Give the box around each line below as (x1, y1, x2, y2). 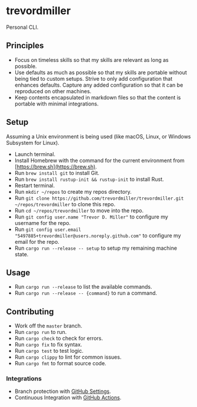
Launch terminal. (14, 150, 56, 157)
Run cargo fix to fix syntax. (14, 341, 82, 348)
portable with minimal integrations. (14, 100, 99, 107)
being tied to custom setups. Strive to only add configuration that (14, 75, 172, 82)
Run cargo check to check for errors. (14, 335, 103, 342)
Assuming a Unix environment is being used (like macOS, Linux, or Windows (6, 133, 191, 140)
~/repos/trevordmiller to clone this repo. (14, 200, 116, 207)
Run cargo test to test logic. (14, 348, 84, 355)
